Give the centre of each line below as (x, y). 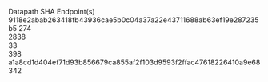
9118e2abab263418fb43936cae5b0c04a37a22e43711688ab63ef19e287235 (134, 20)
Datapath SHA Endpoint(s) (52, 12)
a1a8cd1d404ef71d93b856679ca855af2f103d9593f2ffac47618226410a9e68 (134, 62)
